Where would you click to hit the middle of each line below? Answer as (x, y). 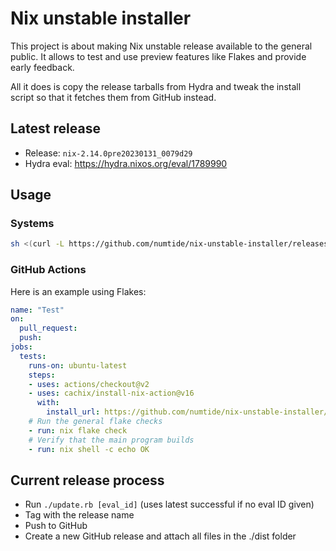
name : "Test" (37, 310)
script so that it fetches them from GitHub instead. (113, 97)
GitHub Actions (48, 270)
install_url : (73, 412)
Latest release (55, 128)
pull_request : (48, 328)
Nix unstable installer (101, 18)
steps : (42, 375)
